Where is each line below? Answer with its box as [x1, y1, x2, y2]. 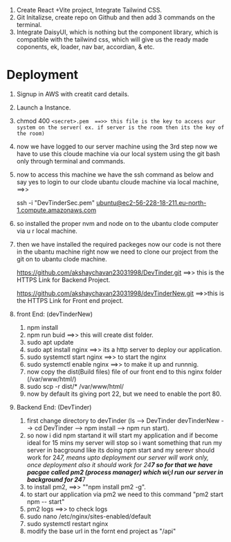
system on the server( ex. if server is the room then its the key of [16, 124, 225, 131]
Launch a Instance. [16, 103, 71, 112]
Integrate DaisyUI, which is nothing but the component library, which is [16, 28, 219, 36]
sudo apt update [26, 338, 74, 346]
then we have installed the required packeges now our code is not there [16, 240, 222, 248]
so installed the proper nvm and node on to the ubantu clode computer [16, 219, 219, 227]
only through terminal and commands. [16, 157, 125, 165]
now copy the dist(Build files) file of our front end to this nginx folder [26, 367, 222, 376]
